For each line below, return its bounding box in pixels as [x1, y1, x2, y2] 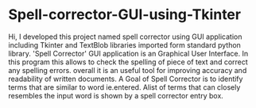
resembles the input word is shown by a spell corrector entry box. [8, 91, 224, 100]
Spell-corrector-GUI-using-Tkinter [8, 6, 241, 24]
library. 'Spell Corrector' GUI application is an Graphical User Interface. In [8, 48, 249, 58]
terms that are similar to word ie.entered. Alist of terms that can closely [8, 82, 241, 92]
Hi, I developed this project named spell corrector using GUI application [8, 32, 242, 41]
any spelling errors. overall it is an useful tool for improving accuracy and [8, 65, 247, 75]
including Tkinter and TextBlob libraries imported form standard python [8, 40, 241, 49]
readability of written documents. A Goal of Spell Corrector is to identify [8, 74, 243, 83]
